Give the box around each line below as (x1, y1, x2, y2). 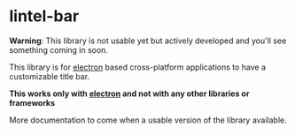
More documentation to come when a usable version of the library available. (9, 115, 288, 125)
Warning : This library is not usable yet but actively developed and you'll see (9, 35, 287, 46)
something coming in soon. (9, 44, 109, 55)
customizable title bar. (9, 71, 90, 81)
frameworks (9, 97, 56, 108)
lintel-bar (9, 6, 80, 26)
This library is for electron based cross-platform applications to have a (9, 62, 267, 72)
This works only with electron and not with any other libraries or (9, 88, 250, 99)
